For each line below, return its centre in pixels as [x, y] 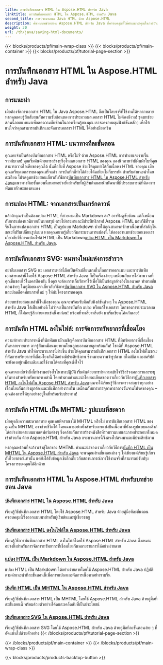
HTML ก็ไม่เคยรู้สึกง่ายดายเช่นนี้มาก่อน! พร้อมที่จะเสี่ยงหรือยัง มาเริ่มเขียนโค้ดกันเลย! [72, 313]
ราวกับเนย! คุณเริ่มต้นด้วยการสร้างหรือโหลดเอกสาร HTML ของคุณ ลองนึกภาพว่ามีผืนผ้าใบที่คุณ [81, 161]
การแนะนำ [17, 100]
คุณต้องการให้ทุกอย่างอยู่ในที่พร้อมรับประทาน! [41, 394]
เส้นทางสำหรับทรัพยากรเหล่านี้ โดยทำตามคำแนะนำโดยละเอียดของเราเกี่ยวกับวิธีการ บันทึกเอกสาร [81, 378]
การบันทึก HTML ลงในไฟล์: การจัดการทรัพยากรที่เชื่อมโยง [75, 329]
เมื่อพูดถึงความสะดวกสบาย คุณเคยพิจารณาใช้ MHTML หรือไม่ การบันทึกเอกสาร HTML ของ [79, 421]
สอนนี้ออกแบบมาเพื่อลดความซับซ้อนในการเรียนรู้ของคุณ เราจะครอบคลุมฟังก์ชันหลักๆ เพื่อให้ [78, 123]
